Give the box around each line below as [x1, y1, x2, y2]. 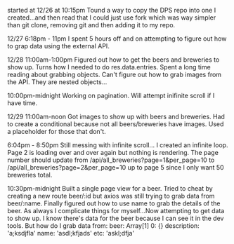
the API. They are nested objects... [7, 78, 108, 86]
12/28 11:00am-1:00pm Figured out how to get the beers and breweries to [7, 55, 220, 64]
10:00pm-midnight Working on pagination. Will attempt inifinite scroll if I [7, 91, 215, 100]
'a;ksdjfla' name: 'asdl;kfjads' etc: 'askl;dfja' [7, 229, 135, 237]
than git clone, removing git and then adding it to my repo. [7, 21, 176, 29]
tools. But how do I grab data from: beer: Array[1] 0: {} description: [7, 222, 200, 230]
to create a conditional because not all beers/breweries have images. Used [7, 120, 224, 128]
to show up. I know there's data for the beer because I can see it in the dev [7, 214, 224, 222]
